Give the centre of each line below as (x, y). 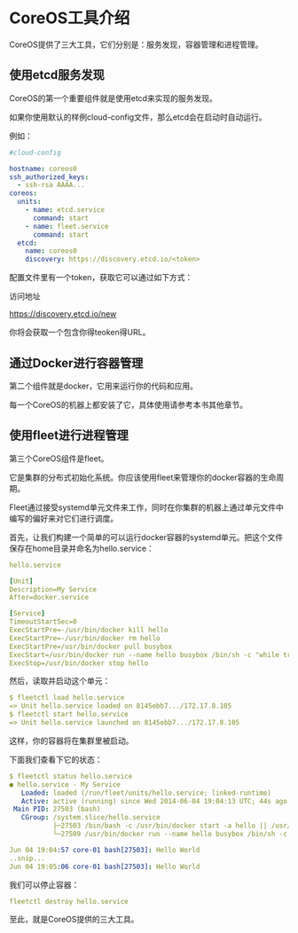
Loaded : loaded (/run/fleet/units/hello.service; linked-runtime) (146, 793)
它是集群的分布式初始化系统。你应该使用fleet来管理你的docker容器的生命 (143, 477)
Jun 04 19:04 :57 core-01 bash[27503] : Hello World (105, 850)
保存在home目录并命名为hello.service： (82, 548)
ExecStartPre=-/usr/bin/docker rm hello (85, 638)
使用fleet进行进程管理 (69, 435)
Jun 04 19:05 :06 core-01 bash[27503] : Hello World (105, 866)
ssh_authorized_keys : (49, 177)
